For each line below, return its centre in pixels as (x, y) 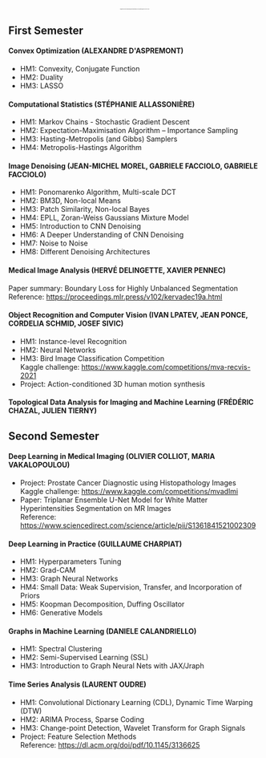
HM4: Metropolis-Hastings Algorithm (81, 148)
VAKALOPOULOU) (39, 465)
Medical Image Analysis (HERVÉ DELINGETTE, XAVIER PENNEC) (117, 270)
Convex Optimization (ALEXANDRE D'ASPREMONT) (96, 51)
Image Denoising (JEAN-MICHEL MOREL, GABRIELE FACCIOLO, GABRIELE (133, 166)
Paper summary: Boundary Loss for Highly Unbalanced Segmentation (123, 288)
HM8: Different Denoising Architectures (85, 252)
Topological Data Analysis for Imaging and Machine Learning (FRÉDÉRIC (131, 402)
